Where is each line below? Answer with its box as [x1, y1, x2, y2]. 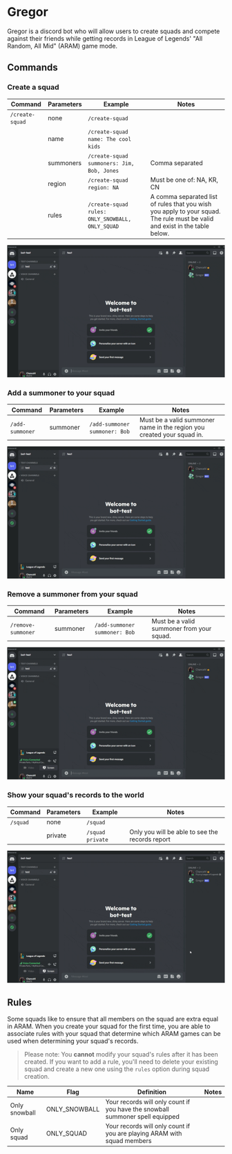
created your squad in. [139, 431, 204, 439]
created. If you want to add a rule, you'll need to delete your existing [23, 1058, 219, 1066]
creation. [23, 1072, 50, 1081]
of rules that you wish [150, 200, 212, 208]
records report [129, 835, 171, 843]
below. [150, 229, 170, 238]
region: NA [87, 185, 119, 191]
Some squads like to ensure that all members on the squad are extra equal [7, 1015, 219, 1023]
